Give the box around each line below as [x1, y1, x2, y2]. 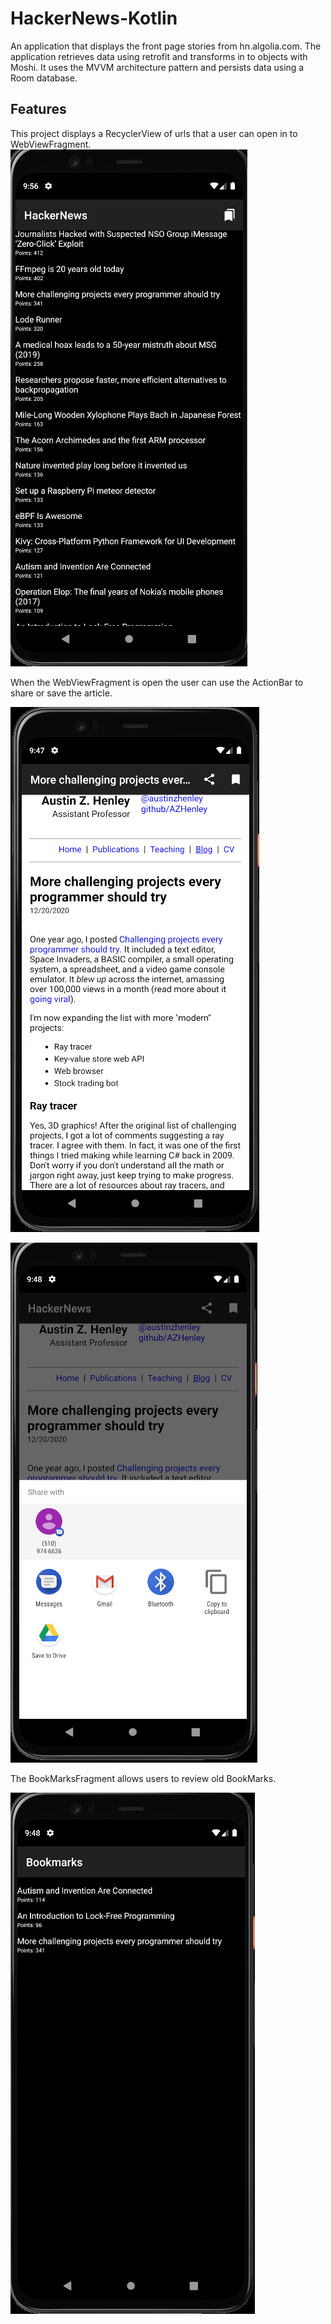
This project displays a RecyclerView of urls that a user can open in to [10, 127, 298, 139]
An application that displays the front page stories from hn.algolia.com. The [10, 40, 322, 52]
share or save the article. [10, 687, 113, 699]
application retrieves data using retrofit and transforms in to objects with [10, 50, 308, 62]
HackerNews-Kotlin [10, 7, 178, 30]
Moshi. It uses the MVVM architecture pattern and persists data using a [10, 61, 305, 73]
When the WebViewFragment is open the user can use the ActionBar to [10, 676, 304, 688]
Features [10, 101, 67, 118]
